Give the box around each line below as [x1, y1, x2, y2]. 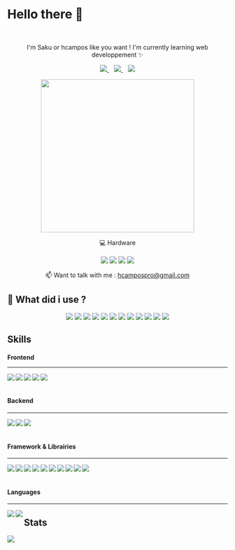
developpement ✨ [91, 50, 144, 59]
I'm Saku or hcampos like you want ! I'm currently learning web [27, 43, 208, 51]
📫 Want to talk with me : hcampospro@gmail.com [45, 271, 190, 279]
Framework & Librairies [7, 442, 76, 451]
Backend [7, 397, 34, 405]
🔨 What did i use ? [7, 294, 87, 306]
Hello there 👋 [7, 6, 84, 22]
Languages [7, 488, 41, 496]
